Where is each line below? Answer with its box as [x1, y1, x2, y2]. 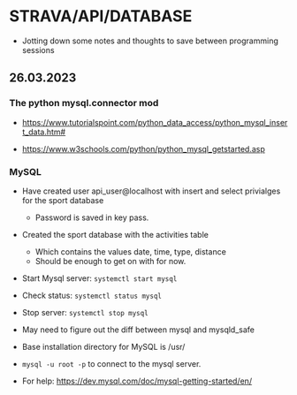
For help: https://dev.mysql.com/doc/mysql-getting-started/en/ [21, 376, 253, 386]
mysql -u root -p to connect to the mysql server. [21, 358, 202, 368]
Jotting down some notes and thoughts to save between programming [21, 35, 278, 46]
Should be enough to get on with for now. [34, 255, 187, 266]
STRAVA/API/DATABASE [9, 6, 193, 27]
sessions [21, 44, 55, 55]
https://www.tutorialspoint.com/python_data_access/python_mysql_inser [21, 117, 288, 127]
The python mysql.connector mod [9, 97, 159, 110]
